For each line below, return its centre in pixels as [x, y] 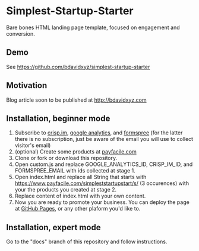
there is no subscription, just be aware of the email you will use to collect [104, 139]
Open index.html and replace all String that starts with [80, 177]
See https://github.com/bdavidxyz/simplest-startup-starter [78, 67]
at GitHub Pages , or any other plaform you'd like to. [78, 209]
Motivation [27, 85]
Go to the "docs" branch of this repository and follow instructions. [87, 241]
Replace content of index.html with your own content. [80, 196]
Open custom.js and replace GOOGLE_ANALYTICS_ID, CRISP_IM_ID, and [104, 164]
